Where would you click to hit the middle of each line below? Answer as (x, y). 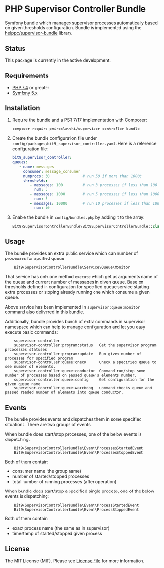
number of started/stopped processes (51, 476)
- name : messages (36, 167)
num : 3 (41, 190)
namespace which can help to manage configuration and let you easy (75, 327)
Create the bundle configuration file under (55, 138)
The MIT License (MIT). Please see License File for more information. (75, 561)
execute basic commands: (32, 332)
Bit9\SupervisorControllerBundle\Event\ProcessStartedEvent (76, 505)
